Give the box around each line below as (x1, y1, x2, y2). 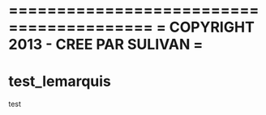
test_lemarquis (8, 72, 112, 91)
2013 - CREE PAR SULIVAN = (8, 36, 204, 53)
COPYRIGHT (169, 18, 255, 36)
